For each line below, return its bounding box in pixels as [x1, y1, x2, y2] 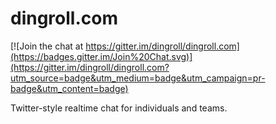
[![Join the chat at [10, 40, 84, 52]
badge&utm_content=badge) [10, 82, 129, 94]
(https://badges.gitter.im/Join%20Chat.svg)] [10, 50, 193, 62]
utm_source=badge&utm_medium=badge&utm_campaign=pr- [10, 72, 266, 84]
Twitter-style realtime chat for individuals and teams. [10, 102, 228, 114]
